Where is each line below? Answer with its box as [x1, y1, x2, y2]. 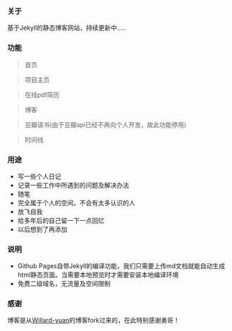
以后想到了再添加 [17, 224, 68, 234]
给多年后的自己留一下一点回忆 [17, 216, 104, 224]
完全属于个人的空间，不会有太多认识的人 [17, 198, 135, 207]
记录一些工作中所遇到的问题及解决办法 [17, 181, 129, 189]
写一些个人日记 [17, 171, 61, 181]
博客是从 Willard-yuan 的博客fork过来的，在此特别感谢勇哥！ [7, 316, 180, 325]
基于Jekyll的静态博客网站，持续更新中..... [7, 23, 126, 32]
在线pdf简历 [24, 90, 60, 99]
